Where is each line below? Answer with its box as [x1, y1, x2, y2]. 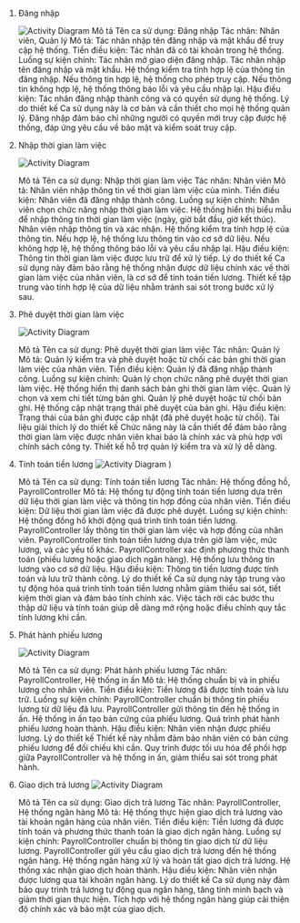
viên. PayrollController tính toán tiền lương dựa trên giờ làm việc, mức [17, 535, 277, 545]
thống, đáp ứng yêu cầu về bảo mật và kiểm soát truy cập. [17, 122, 237, 133]
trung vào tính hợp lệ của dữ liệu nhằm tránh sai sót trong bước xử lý [17, 282, 275, 292]
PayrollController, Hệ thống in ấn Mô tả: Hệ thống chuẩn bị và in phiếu [17, 674, 280, 685]
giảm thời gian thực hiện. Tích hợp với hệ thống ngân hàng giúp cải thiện [17, 894, 290, 905]
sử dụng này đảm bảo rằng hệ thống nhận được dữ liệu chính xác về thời [17, 262, 290, 272]
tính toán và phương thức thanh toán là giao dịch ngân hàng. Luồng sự [17, 826, 282, 836]
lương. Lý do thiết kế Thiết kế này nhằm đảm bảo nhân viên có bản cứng [17, 733, 289, 744]
